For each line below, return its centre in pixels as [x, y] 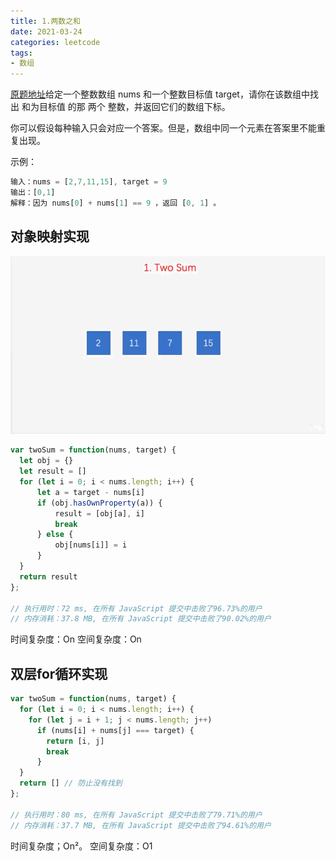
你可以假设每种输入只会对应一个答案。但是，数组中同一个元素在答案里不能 [163, 128]
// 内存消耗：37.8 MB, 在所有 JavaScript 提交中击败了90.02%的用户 [141, 619]
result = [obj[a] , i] [99, 513]
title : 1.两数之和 [46, 21]
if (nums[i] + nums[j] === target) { [115, 730]
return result [48, 576]
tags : [21, 53]
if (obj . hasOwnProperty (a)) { [99, 503]
